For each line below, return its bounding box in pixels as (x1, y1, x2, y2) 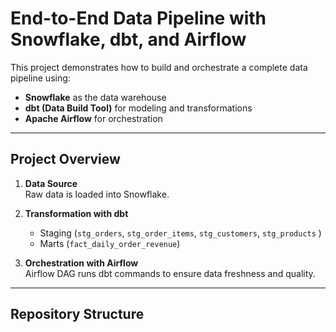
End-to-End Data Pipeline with (10, 7, 267, 30)
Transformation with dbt (24, 207, 129, 219)
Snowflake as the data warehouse (24, 91, 167, 103)
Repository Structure (10, 306, 145, 323)
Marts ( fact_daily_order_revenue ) (39, 237, 181, 249)
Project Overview (10, 151, 121, 168)
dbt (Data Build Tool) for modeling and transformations (24, 102, 253, 114)
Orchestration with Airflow (24, 257, 139, 269)
